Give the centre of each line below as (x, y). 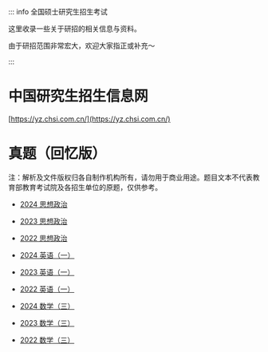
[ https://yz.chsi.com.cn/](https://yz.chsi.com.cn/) (89, 119)
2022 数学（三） (47, 340)
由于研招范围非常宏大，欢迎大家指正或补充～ (82, 45)
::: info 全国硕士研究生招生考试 (58, 12)
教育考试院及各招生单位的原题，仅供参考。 (92, 187)
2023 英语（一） (47, 272)
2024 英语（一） (47, 255)
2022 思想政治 (43, 238)
